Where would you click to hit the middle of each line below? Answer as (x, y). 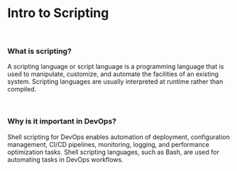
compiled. (22, 89)
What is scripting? (40, 51)
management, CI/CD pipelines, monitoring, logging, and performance (108, 144)
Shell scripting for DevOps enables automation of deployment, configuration (119, 137)
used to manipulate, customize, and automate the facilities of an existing (113, 74)
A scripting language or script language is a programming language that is (116, 67)
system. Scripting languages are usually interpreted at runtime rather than (115, 82)
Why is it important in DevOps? (62, 121)
